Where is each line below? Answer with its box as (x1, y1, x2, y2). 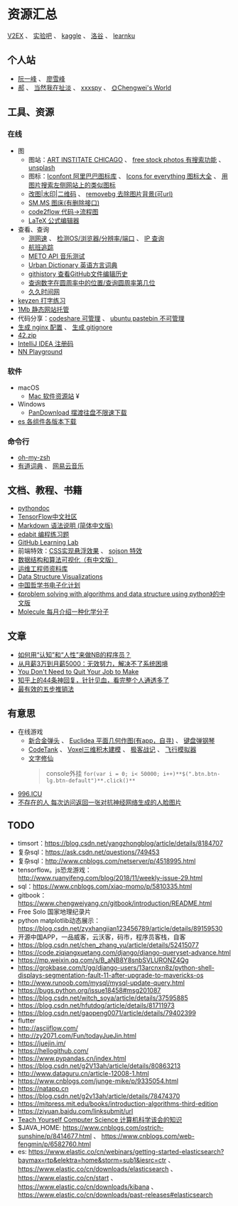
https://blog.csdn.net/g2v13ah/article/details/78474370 (17, 1092, 180, 1101)
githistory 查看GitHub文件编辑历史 (28, 270, 129, 278)
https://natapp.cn (17, 1084, 69, 1093)
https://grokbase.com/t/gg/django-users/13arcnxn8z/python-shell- (17, 964, 215, 972)
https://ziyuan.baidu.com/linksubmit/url (17, 1107, 134, 1116)
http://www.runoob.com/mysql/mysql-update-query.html (17, 978, 185, 987)
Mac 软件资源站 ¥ (28, 392, 80, 400)
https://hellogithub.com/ (17, 1047, 89, 1055)
